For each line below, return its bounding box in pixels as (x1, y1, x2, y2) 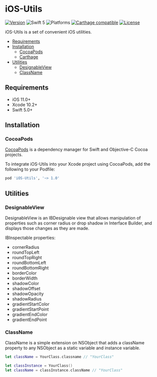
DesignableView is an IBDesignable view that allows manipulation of (5, 215, 141, 221)
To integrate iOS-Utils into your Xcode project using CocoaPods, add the (5, 161, 151, 167)
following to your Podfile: (5, 167, 55, 172)
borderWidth (12, 275, 38, 281)
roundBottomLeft (12, 260, 46, 265)
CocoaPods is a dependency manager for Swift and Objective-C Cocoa (5, 147, 148, 152)
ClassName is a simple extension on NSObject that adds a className (5, 340, 145, 346)
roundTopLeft (12, 249, 40, 255)
